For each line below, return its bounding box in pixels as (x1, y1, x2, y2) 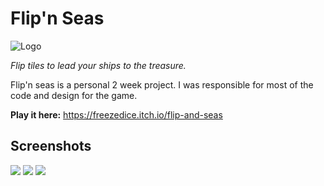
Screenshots (10, 138, 92, 155)
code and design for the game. (10, 89, 138, 101)
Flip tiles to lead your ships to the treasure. (10, 59, 187, 71)
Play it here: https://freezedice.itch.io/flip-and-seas (10, 108, 223, 121)
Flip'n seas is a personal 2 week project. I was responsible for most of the (10, 78, 314, 91)
